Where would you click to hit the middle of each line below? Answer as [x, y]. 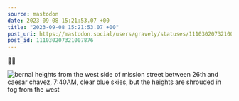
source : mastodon [33, 14]
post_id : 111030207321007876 [51, 41]
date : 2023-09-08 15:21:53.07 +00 [59, 21]
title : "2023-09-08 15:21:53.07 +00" [63, 27]
